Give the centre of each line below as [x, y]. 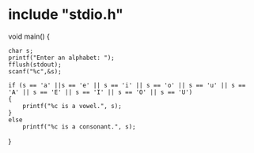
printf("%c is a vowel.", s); [72, 106]
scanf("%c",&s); [35, 71]
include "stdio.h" [66, 15]
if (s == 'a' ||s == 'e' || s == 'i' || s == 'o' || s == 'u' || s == [127, 85]
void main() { [29, 36]
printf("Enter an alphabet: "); [61, 58]
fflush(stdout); [35, 65]
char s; [21, 50]
